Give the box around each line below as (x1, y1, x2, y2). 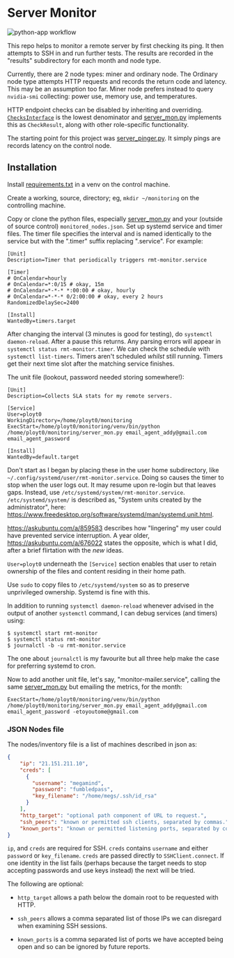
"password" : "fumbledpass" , (32, 786, 114, 793)
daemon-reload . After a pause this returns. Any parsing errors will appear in (7, 337, 221, 345)
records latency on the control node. (7, 141, 112, 149)
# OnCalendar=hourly (7, 274, 68, 282)
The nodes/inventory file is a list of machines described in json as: (7, 740, 197, 749)
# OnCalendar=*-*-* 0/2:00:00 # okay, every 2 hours (7, 293, 164, 300)
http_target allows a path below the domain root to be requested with (17, 893, 219, 901)
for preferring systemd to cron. (7, 661, 96, 670)
